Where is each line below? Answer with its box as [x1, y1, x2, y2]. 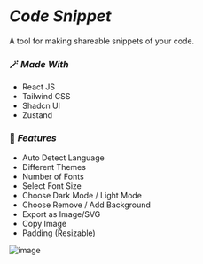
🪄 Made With [9, 58, 69, 70]
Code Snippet [9, 6, 113, 27]
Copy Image [21, 218, 67, 229]
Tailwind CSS [21, 91, 71, 102]
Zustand [21, 110, 53, 120]
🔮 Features [9, 132, 57, 144]
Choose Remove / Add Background [21, 199, 151, 210]
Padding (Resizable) [21, 228, 96, 238]
